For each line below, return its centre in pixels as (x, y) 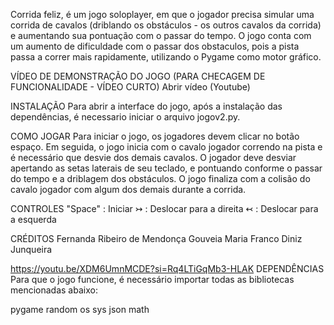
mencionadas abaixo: (54, 290)
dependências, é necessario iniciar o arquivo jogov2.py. (125, 117)
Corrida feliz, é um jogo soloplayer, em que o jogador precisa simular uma (162, 14)
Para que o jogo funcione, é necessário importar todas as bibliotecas (152, 279)
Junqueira (31, 249)
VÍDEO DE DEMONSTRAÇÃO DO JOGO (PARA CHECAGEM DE (138, 76)
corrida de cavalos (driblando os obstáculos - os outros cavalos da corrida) (166, 25)
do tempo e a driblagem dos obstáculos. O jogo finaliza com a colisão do (160, 178)
